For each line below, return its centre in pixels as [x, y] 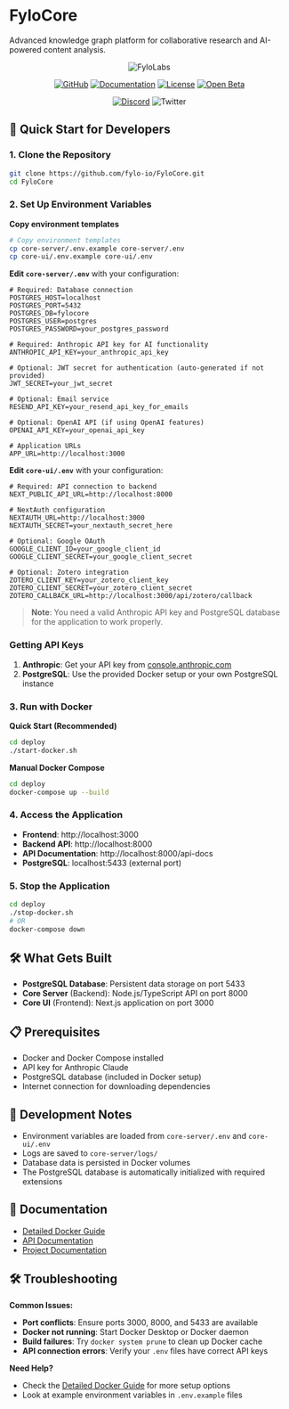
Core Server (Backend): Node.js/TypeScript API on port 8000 [135, 994]
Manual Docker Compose [57, 767]
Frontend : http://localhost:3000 [80, 834]
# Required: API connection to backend [83, 487]
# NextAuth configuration [57, 510]
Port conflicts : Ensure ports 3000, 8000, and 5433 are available [140, 1322]
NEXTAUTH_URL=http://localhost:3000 [77, 518]
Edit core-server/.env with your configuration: [94, 274]
